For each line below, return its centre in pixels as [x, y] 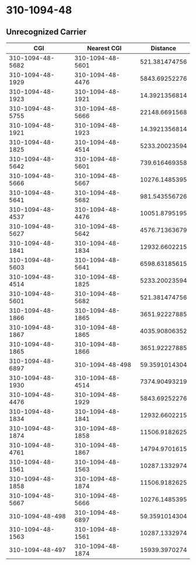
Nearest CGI [104, 48]
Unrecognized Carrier [46, 32]
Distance [164, 48]
